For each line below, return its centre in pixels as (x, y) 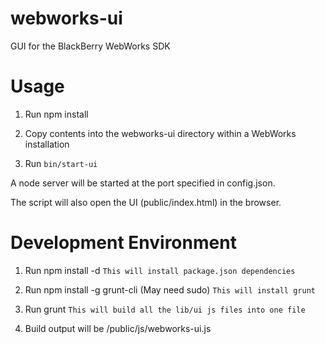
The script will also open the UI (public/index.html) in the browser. (146, 202)
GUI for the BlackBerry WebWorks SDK (90, 46)
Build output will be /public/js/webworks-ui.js (118, 328)
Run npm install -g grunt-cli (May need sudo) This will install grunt (170, 289)
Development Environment (123, 243)
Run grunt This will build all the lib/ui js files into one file (165, 309)
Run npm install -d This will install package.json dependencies (160, 270)
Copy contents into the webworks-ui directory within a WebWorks (160, 133)
